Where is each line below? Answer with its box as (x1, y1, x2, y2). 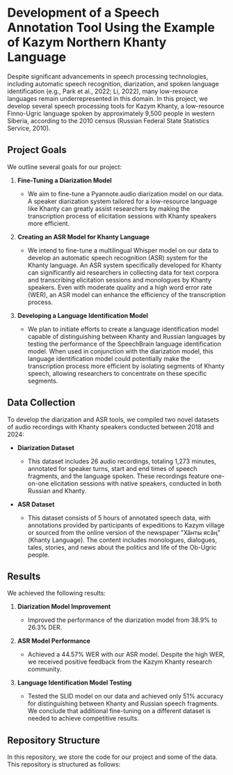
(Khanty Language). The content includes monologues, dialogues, (27, 536, 218, 544)
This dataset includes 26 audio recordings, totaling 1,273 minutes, (27, 457, 217, 465)
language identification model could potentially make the (27, 354, 191, 362)
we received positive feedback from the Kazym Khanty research (27, 657, 212, 666)
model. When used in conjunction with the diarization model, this (27, 346, 214, 355)
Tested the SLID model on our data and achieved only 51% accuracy (27, 692, 224, 701)
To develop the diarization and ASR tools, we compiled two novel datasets (7, 415, 219, 424)
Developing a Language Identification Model (17, 311, 148, 319)
